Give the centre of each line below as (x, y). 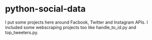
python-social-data (46, 9)
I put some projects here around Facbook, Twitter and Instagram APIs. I (76, 22)
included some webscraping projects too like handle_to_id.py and (71, 27)
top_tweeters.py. (22, 32)
